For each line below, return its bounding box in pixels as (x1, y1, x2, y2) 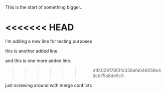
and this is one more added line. (5, 57, 72, 63)
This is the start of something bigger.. (5, 4, 83, 10)
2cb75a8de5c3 (92, 72, 124, 78)
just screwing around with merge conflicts (5, 82, 92, 88)
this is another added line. (5, 47, 59, 54)
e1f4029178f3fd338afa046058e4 (92, 67, 161, 73)
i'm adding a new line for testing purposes (5, 38, 92, 44)
